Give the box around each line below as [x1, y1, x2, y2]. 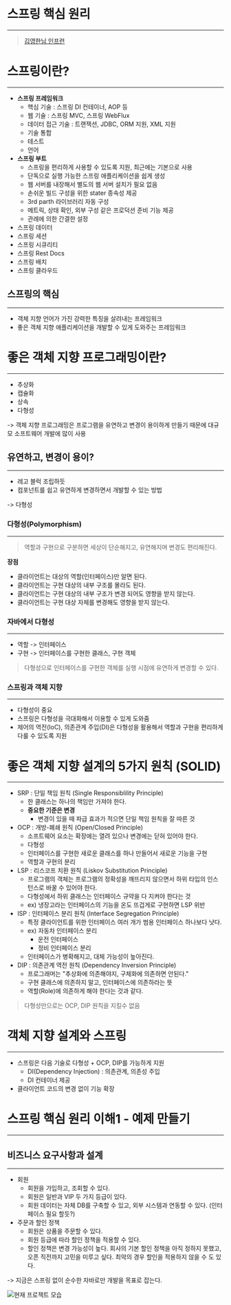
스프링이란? [7, 63, 70, 79]
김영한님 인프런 [23, 36, 65, 45]
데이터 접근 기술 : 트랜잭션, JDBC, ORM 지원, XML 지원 [27, 120, 177, 128]
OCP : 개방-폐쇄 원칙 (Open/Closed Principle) [16, 824, 143, 832]
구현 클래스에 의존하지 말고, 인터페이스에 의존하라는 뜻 [27, 979, 173, 987]
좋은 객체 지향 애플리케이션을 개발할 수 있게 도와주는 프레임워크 [16, 323, 186, 331]
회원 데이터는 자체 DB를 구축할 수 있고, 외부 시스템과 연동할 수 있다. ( [27, 1201, 212, 1209]
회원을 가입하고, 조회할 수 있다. [27, 1184, 110, 1192]
